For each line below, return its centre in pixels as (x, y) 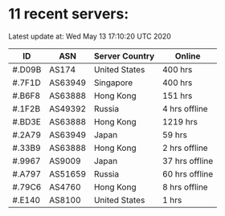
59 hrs (174, 135)
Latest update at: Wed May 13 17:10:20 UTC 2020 (90, 36)
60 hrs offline (188, 173)
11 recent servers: (69, 14)
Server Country (124, 55)
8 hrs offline (185, 187)
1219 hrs (180, 121)
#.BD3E (27, 121)
